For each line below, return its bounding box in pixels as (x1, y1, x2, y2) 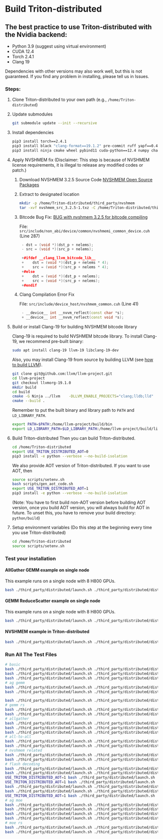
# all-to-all (5, 734, 32, 739)
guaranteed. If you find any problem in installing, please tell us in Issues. (5, 74, 149, 79)
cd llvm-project (12, 376, 45, 381)
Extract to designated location (19, 191, 80, 197)
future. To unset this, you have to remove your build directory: (12, 510, 136, 516)
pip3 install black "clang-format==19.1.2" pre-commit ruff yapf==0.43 (12, 144, 160, 149)
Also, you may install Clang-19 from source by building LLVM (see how (12, 357, 154, 362)
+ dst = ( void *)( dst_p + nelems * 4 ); (21, 260, 109, 265)
